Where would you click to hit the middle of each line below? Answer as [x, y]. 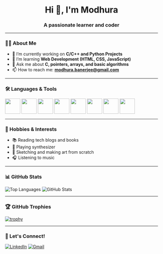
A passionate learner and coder [81, 25]
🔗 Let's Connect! [25, 236]
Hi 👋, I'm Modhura [81, 10]
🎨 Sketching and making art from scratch [53, 152]
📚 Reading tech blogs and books [45, 140]
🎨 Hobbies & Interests [31, 129]
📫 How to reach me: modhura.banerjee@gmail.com [65, 69]
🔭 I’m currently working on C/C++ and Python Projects [67, 54]
